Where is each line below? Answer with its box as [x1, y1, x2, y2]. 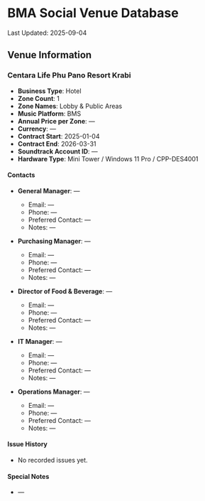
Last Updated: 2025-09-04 [7, 28, 87, 37]
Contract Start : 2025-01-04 [17, 131, 100, 140]
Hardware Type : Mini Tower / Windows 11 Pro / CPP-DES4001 [17, 154, 199, 163]
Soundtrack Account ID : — [17, 147, 98, 156]
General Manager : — [17, 186, 80, 195]
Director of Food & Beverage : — [17, 286, 113, 296]
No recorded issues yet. [17, 456, 88, 465]
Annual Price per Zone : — [17, 117, 96, 125]
